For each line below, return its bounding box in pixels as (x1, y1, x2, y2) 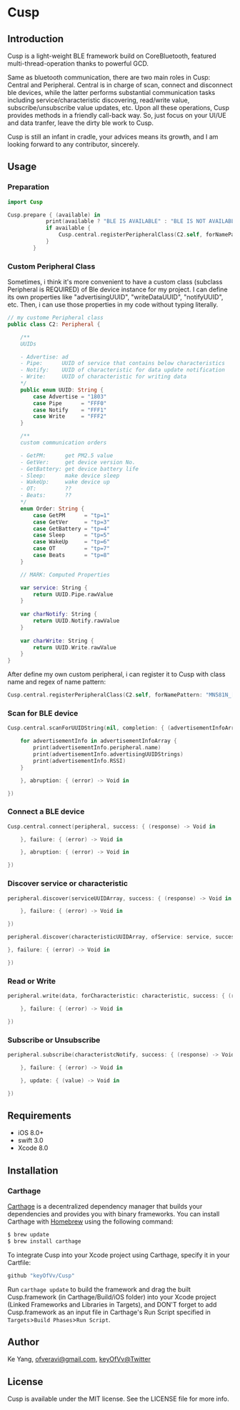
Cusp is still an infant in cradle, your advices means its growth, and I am (7, 133, 219, 141)
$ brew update (7, 1231, 50, 1238)
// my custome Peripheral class (7, 314, 104, 321)
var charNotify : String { (20, 611, 98, 618)
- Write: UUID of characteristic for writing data (20, 373, 187, 381)
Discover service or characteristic (7, 879, 129, 889)
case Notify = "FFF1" (33, 406, 107, 414)
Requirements (7, 1109, 71, 1121)
